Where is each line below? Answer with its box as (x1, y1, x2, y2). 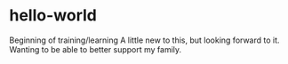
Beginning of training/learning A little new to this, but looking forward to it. (9, 35, 280, 45)
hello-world (9, 5, 98, 26)
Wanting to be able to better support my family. (9, 44, 182, 54)
